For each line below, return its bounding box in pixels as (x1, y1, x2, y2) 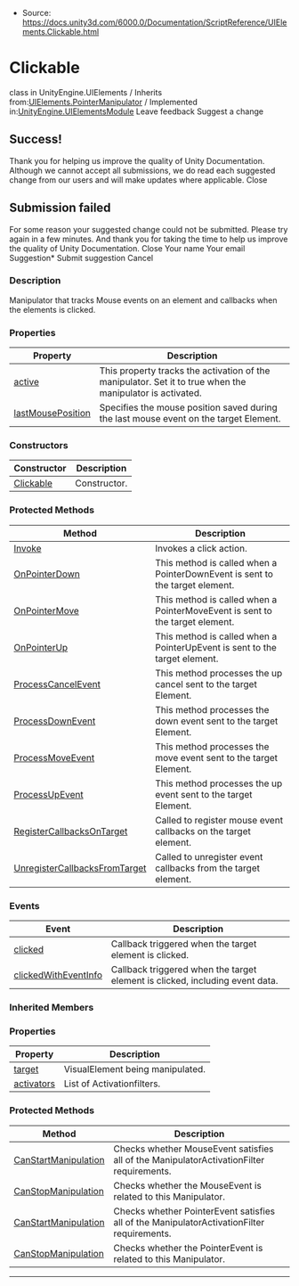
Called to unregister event (155, 850, 263, 863)
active (13, 376, 40, 389)
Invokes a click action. (155, 542, 247, 554)
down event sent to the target (155, 715, 279, 727)
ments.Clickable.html (21, 27, 100, 37)
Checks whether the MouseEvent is (113, 1179, 263, 1192)
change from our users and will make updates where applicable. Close (9, 174, 268, 185)
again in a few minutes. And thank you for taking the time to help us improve (9, 233, 288, 244)
